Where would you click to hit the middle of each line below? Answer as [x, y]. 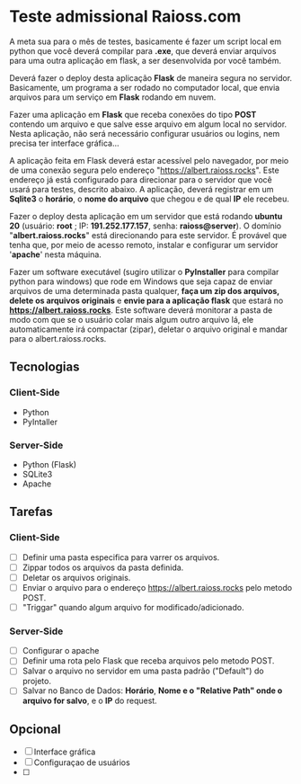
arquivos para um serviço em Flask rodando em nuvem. [113, 97]
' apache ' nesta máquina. [55, 254]
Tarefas [31, 512]
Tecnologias [44, 367]
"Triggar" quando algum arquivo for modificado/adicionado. [133, 607]
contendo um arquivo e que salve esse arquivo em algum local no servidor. [148, 124]
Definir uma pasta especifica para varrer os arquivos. [121, 557]
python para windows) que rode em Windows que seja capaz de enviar [141, 281]
